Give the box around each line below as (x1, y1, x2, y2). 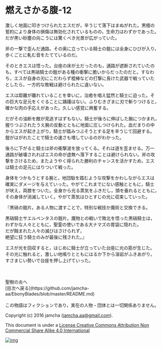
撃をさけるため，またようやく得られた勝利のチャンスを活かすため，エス (5, 157, 155, 164)
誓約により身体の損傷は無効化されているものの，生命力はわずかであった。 (5, 28, 159, 34)
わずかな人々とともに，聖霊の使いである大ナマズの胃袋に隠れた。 (5, 221, 142, 227)
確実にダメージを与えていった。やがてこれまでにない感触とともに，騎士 (5, 181, 154, 187)
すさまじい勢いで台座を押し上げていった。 (5, 257, 94, 263)
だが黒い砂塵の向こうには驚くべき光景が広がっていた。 (5, 35, 120, 41)
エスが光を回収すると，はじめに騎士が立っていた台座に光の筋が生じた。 (5, 245, 155, 251)
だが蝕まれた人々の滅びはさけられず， (5, 227, 85, 234)
